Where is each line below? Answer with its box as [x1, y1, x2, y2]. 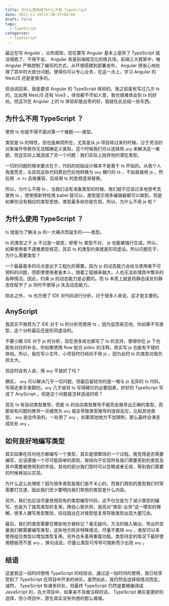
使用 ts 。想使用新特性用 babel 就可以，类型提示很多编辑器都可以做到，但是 [5, 192, 162, 198]
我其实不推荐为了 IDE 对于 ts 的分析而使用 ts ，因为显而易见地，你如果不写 [5, 321, 159, 327]
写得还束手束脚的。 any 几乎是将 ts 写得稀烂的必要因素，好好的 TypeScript [5, 385, 158, 391]
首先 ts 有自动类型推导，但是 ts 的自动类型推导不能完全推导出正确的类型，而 [5, 402, 163, 408]
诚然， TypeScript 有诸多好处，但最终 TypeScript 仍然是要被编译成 [5, 582, 144, 588]
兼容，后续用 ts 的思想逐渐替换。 [36, 175, 105, 181]
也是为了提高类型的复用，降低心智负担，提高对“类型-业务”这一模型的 [14, 504, 157, 510]
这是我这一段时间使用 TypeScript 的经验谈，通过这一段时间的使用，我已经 [5, 570, 158, 576]
